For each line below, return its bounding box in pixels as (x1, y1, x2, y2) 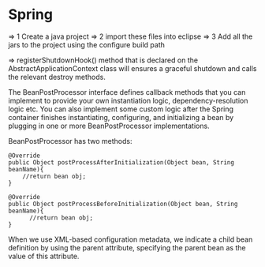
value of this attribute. (8, 251, 80, 261)
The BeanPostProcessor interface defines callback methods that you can (8, 87, 246, 96)
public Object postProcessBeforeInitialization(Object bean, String (8, 200, 238, 208)
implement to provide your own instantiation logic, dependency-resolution (8, 96, 248, 105)
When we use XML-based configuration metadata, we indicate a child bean (8, 235, 253, 244)
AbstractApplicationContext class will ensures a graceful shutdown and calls (8, 63, 257, 73)
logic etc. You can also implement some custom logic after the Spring (8, 104, 234, 114)
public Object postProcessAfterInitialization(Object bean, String (8, 158, 235, 167)
